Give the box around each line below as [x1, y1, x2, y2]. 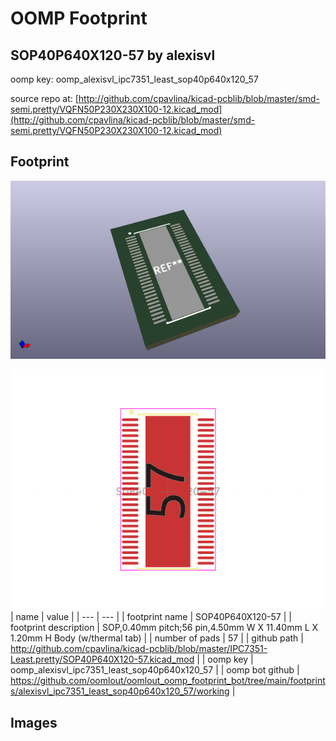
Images [10, 714, 58, 731]
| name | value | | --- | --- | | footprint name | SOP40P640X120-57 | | [10, 611, 292, 623]
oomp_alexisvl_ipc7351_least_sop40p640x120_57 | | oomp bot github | [10, 664, 300, 676]
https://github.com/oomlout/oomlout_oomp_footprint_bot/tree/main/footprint [10, 675, 326, 687]
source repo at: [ [10, 93, 79, 104]
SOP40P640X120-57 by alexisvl [10, 47, 216, 64]
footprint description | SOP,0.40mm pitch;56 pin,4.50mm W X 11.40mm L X [10, 622, 319, 634]
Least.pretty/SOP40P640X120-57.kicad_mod [10, 653, 195, 666]
